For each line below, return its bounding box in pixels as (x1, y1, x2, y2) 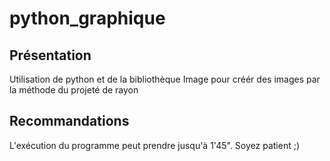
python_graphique (9, 7, 166, 30)
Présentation (9, 47, 92, 64)
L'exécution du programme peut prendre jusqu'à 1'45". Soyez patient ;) (9, 139, 301, 151)
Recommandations (9, 113, 130, 130)
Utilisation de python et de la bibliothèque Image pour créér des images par (9, 73, 321, 85)
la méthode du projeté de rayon (9, 84, 139, 96)
